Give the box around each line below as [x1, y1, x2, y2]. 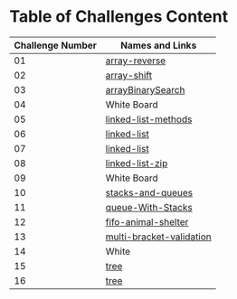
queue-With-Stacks [105, 201, 193, 213]
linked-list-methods [105, 113, 193, 126]
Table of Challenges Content [9, 6, 229, 27]
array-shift [105, 69, 152, 81]
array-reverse [105, 54, 166, 67]
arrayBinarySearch [105, 83, 185, 96]
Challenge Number [14, 39, 98, 51]
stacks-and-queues [105, 186, 193, 199]
